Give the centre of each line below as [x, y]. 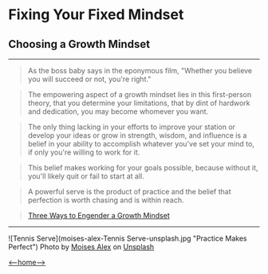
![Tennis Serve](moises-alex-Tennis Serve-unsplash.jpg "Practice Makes [128, 238]
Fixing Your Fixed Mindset [96, 15]
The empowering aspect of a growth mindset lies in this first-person [140, 94]
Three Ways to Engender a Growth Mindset [99, 215]
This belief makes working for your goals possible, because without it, [143, 168]
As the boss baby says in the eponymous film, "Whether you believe [140, 70]
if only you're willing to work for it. [84, 152]
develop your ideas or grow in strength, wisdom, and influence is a [137, 135]
